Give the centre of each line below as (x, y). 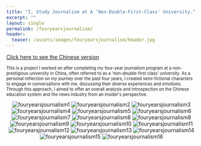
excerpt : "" (21, 17)
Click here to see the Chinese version (53, 57)
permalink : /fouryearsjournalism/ (50, 29)
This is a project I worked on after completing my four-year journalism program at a (89, 68)
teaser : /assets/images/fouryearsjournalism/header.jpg (83, 40)
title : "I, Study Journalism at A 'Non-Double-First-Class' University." (101, 12)
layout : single (25, 23)
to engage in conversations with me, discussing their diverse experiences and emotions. (94, 84)
